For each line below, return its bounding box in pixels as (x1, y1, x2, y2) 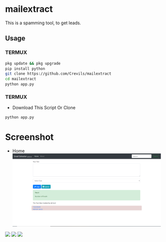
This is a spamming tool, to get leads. (5, 20, 82, 26)
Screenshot (5, 132, 54, 143)
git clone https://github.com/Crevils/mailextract (5, 71, 112, 76)
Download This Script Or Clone (12, 105, 76, 111)
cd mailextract (5, 77, 37, 82)
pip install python (5, 66, 45, 71)
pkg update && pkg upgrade (5, 61, 61, 66)
